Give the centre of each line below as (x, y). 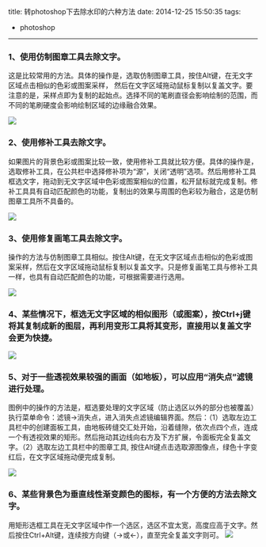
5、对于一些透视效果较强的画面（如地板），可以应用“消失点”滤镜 (131, 377)
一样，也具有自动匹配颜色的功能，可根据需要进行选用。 (98, 276)
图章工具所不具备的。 (43, 201)
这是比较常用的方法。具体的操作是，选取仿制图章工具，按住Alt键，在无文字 (131, 76)
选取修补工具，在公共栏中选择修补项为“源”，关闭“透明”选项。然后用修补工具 (132, 171)
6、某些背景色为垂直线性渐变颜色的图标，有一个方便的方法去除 (129, 495)
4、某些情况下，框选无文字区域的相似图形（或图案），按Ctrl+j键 (129, 313)
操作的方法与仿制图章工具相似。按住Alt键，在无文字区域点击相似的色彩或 (127, 256)
